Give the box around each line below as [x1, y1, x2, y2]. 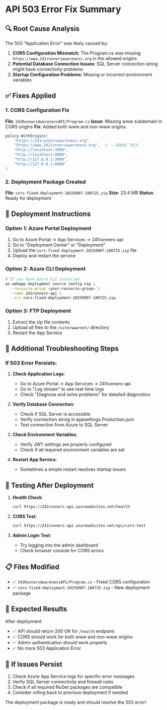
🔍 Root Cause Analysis [5, 24, 79, 33]
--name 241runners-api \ [10, 291, 62, 296]
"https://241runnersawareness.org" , [14, 138, 92, 143]
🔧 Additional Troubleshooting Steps [5, 344, 119, 353]
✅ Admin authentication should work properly [12, 639, 108, 645]
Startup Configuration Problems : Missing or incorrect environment [12, 72, 152, 77]
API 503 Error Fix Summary [5, 4, 121, 15]
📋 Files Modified [5, 563, 59, 571]
